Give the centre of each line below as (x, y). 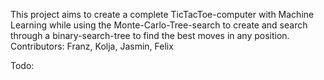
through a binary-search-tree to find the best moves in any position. (150, 35)
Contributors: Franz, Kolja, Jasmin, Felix (92, 46)
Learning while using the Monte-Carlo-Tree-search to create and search (159, 25)
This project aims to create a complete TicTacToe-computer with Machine (162, 14)
